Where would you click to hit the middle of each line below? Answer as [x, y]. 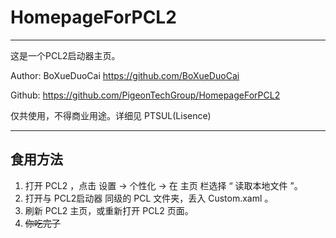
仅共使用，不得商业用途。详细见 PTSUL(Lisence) [111, 115]
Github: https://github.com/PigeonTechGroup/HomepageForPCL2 [145, 95]
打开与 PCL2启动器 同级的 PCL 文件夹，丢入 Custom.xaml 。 [149, 198]
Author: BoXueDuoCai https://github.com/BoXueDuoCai [125, 75]
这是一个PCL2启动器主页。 [65, 55]
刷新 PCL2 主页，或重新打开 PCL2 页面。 [109, 210]
